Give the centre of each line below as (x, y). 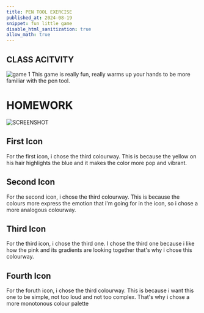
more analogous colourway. (41, 210)
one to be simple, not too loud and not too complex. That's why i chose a (98, 297)
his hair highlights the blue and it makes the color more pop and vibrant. (97, 163)
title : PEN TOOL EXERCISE (39, 12)
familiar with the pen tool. (38, 81)
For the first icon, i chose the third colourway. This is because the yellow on (101, 156)
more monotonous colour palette (48, 304)
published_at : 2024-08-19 (39, 18)
